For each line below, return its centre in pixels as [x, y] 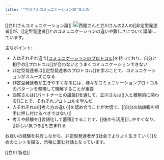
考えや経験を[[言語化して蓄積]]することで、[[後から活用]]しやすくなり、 [85, 119]
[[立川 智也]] [18, 153]
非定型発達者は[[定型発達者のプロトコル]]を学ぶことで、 [69, 70]
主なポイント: [19, 48]
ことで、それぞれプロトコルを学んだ [56, 101]
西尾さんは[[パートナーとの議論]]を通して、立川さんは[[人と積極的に [81, 95]
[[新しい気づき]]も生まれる [39, 126]
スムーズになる [40, 77]
